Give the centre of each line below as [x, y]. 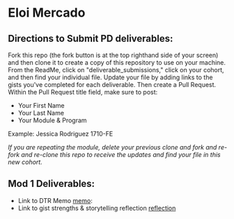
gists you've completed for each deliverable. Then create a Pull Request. [112, 84]
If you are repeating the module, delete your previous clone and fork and [112, 147]
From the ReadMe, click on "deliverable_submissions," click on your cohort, [116, 70]
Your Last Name [41, 113]
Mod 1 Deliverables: [52, 184]
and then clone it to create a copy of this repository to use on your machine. [117, 63]
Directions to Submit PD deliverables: [91, 39]
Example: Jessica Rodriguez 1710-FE [61, 134]
